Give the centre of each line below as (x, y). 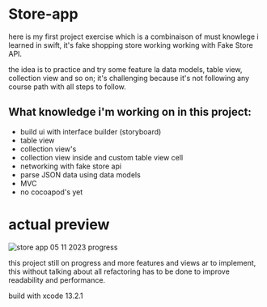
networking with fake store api (71, 166)
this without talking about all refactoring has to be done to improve (119, 271)
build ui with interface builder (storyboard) (91, 131)
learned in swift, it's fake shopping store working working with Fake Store (131, 45)
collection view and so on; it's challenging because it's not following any (129, 78)
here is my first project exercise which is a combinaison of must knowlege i (133, 36)
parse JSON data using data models (81, 174)
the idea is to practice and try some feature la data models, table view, (125, 69)
